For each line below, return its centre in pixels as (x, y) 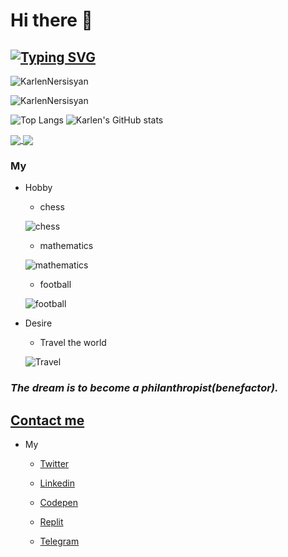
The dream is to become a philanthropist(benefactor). (144, 388)
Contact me (47, 420)
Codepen (58, 503)
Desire (38, 323)
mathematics (66, 246)
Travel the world (73, 343)
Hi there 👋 (51, 20)
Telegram (59, 541)
